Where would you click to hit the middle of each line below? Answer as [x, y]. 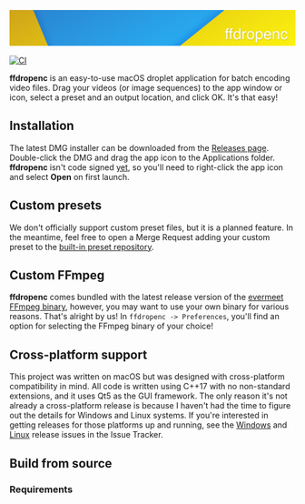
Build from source [61, 464]
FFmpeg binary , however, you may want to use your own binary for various [149, 307]
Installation [42, 126]
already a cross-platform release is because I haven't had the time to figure [150, 406]
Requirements [41, 489]
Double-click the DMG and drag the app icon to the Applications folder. [142, 157]
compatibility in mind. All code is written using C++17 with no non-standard [150, 387]
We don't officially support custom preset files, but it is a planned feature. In [151, 227]
